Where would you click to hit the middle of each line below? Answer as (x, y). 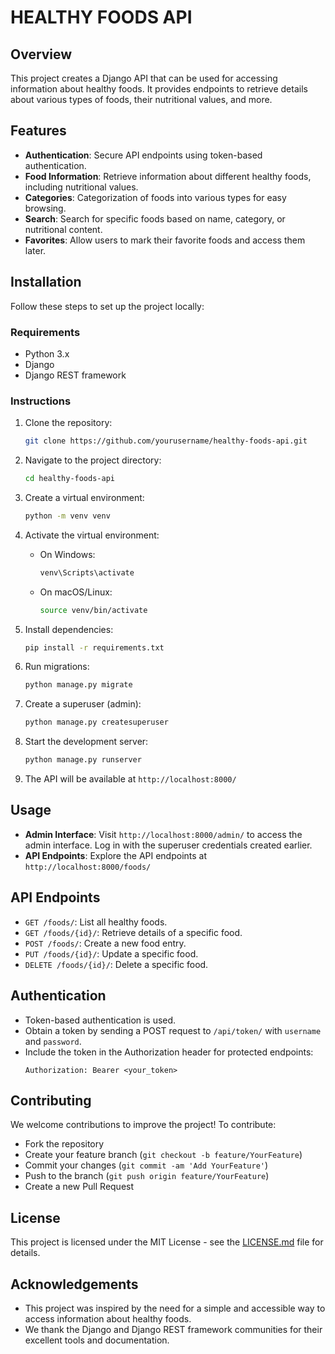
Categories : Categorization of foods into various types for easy (155, 197)
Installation (46, 282)
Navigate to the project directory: (93, 460)
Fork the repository (64, 1144)
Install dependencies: (69, 629)
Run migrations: (57, 667)
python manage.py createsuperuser (96, 722)
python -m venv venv (67, 516)
